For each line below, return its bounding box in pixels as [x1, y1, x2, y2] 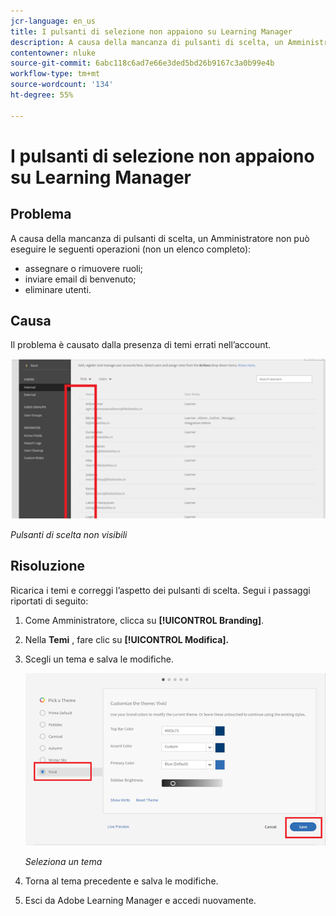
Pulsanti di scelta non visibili [10, 528, 128, 540]
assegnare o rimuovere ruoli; [24, 262, 144, 274]
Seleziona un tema [24, 855, 103, 867]
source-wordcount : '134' [10, 80, 114, 90]
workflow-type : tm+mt [10, 69, 101, 79]
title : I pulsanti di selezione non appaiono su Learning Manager [10, 26, 293, 37]
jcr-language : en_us [10, 16, 97, 26]
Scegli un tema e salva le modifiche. [24, 653, 174, 665]
